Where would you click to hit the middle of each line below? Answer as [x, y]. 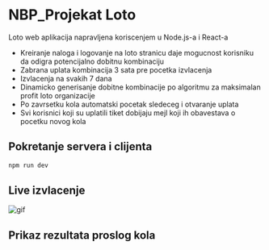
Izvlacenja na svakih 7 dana [66, 78]
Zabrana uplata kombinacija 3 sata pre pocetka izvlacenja [116, 69]
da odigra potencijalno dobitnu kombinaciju [92, 61]
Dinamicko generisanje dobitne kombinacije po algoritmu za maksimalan [140, 87]
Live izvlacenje [47, 191]
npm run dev [28, 165]
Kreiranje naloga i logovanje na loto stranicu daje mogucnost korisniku [137, 52]
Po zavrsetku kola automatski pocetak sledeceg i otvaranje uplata [129, 104]
